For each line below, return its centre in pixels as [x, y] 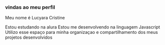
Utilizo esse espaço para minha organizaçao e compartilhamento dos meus [82, 32]
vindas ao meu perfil [30, 7]
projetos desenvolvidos [29, 37]
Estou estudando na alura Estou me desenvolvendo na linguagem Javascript [82, 27]
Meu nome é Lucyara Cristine [35, 18]
